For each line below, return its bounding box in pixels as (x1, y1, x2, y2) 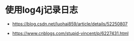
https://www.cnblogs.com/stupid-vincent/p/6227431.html (12, 30, 129, 36)
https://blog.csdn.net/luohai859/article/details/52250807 (12, 20, 128, 27)
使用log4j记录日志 (5, 4, 78, 16)
